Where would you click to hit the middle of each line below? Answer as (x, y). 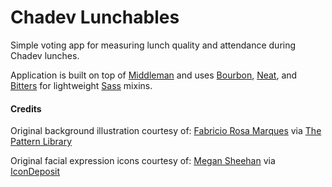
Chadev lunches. (45, 55)
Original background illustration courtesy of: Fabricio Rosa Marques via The (166, 131)
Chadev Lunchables (95, 17)
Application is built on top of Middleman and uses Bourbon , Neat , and (154, 75)
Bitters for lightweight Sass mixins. (81, 85)
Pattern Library (41, 142)
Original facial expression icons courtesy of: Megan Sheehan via (143, 161)
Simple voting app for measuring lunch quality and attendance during (153, 45)
